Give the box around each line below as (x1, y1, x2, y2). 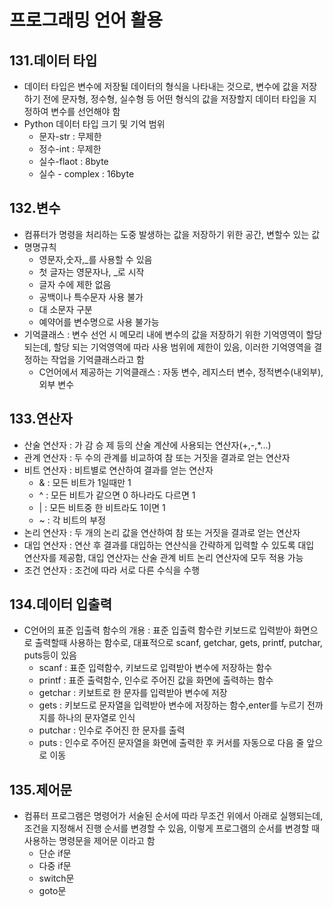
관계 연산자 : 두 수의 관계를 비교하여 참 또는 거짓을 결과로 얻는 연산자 (23, 451, 291, 463)
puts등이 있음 (23, 649, 77, 661)
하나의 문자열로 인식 (57, 712, 136, 724)
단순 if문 (38, 847, 72, 860)
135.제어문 (9, 781, 73, 798)
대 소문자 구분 (38, 303, 93, 315)
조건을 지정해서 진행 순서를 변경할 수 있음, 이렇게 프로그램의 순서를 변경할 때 (23, 822, 321, 835)
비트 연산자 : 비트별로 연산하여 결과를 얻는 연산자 (23, 464, 214, 476)
